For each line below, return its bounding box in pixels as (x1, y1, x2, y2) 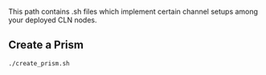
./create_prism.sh (8, 59, 70, 67)
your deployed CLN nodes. (8, 15, 98, 25)
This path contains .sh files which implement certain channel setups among (8, 7, 259, 16)
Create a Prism (8, 38, 84, 52)
